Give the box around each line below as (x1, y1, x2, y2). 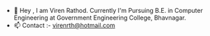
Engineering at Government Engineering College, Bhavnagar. (13, 14, 187, 22)
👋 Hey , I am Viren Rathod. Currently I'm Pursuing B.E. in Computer (13, 7, 203, 14)
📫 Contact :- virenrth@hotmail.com (13, 21, 116, 29)
